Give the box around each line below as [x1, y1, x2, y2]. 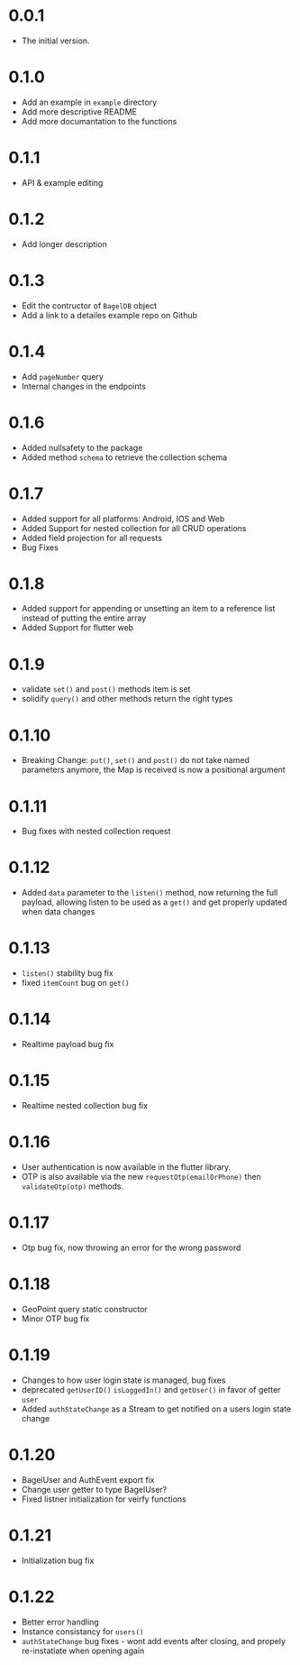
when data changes [21, 906, 95, 917]
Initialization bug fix [21, 1555, 95, 1566]
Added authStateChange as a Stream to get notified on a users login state [21, 1403, 292, 1414]
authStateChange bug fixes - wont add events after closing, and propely [21, 1635, 286, 1646]
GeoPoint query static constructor [21, 1303, 148, 1314]
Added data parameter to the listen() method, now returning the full [21, 888, 278, 898]
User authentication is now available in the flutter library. [21, 1161, 232, 1173]
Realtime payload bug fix [21, 1039, 114, 1050]
